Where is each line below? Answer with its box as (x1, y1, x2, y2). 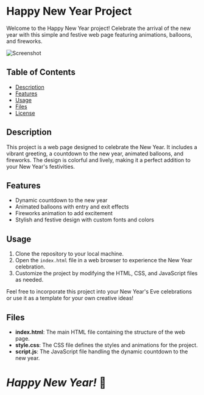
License (15, 109, 35, 117)
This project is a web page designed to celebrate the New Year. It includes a (6, 143, 198, 150)
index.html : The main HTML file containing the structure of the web (15, 328, 186, 336)
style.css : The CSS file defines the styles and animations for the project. (15, 341, 198, 349)
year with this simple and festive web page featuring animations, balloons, (6, 31, 192, 38)
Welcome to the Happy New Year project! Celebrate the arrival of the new (6, 24, 191, 32)
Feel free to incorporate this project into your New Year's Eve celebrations (6, 288, 192, 295)
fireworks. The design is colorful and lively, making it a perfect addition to (6, 156, 191, 163)
